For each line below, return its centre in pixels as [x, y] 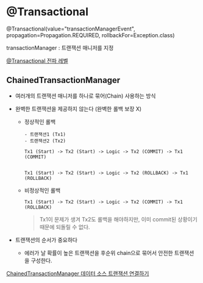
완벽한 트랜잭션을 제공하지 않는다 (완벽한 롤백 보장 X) [78, 109]
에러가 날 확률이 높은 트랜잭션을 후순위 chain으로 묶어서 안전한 [98, 253]
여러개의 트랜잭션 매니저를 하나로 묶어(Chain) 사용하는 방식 [85, 96]
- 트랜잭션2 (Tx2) [45, 141]
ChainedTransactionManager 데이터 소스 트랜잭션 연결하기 [78, 273]
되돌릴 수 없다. [73, 227]
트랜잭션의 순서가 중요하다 [46, 240]
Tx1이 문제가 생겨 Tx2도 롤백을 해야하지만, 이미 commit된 [108, 219]
